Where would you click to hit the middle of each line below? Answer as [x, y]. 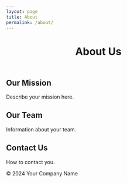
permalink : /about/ [30, 22]
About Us [98, 51]
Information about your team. [41, 129]
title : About [22, 17]
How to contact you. [30, 162]
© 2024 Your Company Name [42, 173]
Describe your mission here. [40, 97]
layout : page [22, 11]
